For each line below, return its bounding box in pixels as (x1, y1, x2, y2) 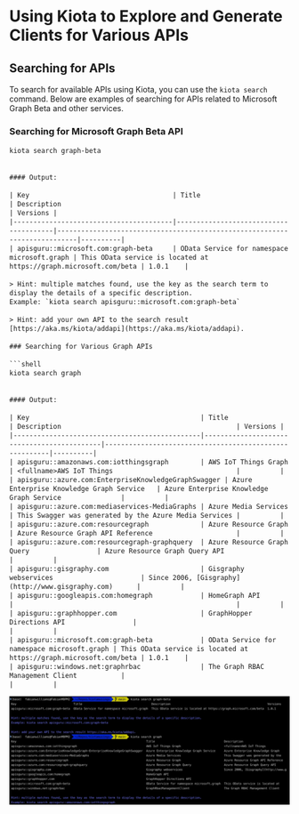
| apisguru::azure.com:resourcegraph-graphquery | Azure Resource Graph (9, 538, 289, 547)
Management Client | (9, 672, 125, 681)
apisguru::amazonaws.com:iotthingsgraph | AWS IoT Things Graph (17, 458, 289, 467)
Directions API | (9, 618, 138, 627)
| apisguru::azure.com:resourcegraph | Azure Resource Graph (9, 520, 289, 529)
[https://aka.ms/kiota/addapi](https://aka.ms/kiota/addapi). (9, 325, 245, 334)
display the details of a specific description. (9, 289, 193, 298)
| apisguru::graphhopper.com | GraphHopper (9, 609, 253, 618)
